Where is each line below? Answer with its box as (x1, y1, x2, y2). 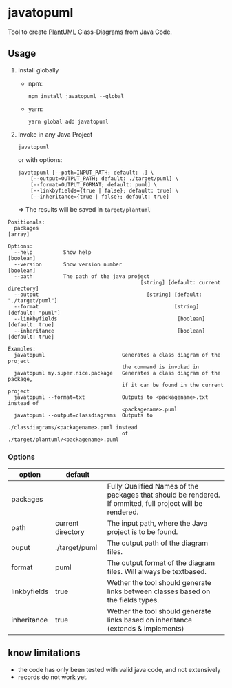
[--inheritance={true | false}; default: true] (30, 193, 169, 200)
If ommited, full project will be (107, 499, 203, 509)
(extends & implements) (107, 624, 184, 633)
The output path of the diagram (107, 538, 209, 548)
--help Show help (14, 248, 92, 256)
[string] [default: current (140, 279, 221, 286)
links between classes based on (107, 587, 211, 596)
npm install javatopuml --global (28, 92, 125, 99)
